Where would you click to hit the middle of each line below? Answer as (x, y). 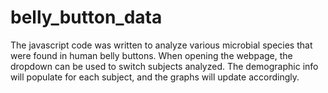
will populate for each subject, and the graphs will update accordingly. (155, 77)
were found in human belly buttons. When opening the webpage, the (151, 55)
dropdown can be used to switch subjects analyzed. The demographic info (164, 66)
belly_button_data (86, 17)
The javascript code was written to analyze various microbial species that (161, 45)
